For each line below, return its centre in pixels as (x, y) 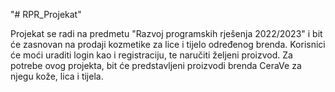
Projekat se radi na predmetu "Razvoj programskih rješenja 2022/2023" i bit (166, 33)
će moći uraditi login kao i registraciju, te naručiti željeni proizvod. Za (151, 55)
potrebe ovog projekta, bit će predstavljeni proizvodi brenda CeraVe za (156, 65)
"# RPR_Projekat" (46, 14)
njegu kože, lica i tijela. (57, 76)
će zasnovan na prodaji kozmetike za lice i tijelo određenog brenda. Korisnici (168, 44)
